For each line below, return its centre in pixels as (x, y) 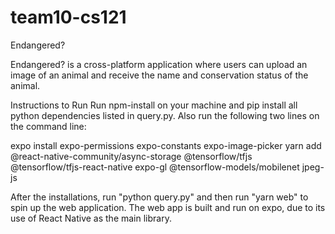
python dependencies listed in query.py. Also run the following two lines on (165, 115)
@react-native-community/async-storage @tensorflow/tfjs (131, 156)
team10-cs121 (68, 17)
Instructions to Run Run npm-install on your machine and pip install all (154, 105)
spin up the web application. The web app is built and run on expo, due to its (168, 207)
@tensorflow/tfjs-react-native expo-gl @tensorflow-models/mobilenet (155, 167)
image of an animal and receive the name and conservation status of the (159, 75)
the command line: (48, 126)
